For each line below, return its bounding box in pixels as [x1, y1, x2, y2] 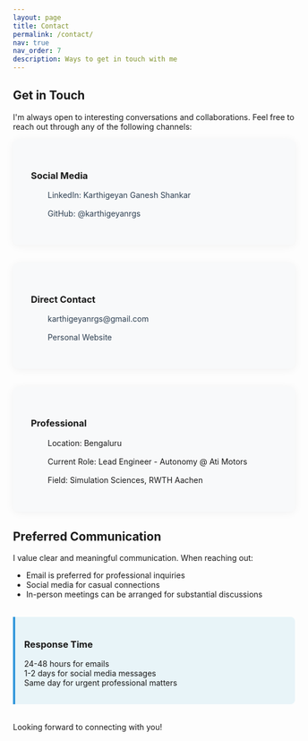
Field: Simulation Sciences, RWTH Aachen [47, 474, 203, 485]
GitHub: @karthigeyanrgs [47, 208, 141, 220]
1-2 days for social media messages [24, 668, 157, 679]
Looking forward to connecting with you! [13, 722, 163, 733]
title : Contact [13, 22, 70, 30]
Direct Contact [30, 293, 96, 306]
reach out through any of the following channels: [13, 121, 192, 132]
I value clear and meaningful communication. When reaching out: [13, 553, 254, 564]
